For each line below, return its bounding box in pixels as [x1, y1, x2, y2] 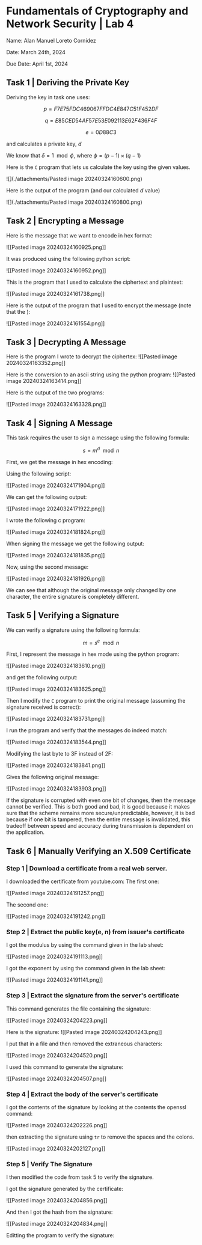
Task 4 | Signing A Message [6, 418, 113, 428]
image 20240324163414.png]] [6, 378, 82, 385]
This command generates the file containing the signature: [6, 1005, 151, 1012]
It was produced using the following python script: [6, 255, 131, 262]
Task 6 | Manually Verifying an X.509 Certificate [6, 846, 191, 856]
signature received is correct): [6, 703, 81, 711]
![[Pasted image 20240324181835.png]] [6, 551, 105, 558]
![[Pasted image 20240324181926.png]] [6, 575, 105, 582]
